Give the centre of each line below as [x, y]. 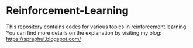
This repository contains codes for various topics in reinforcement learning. [97, 27]
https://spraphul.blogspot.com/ [44, 39]
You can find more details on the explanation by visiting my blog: [84, 32]
